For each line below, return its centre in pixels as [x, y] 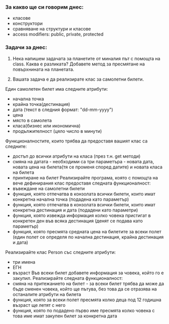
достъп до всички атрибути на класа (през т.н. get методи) [76, 156]
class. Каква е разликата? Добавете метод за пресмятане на [79, 64]
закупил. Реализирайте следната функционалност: [68, 278]
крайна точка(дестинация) [41, 104]
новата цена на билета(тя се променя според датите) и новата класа [88, 167]
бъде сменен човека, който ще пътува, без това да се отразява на [85, 289]
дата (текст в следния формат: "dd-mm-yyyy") [63, 110]
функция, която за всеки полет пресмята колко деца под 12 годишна [87, 300]
